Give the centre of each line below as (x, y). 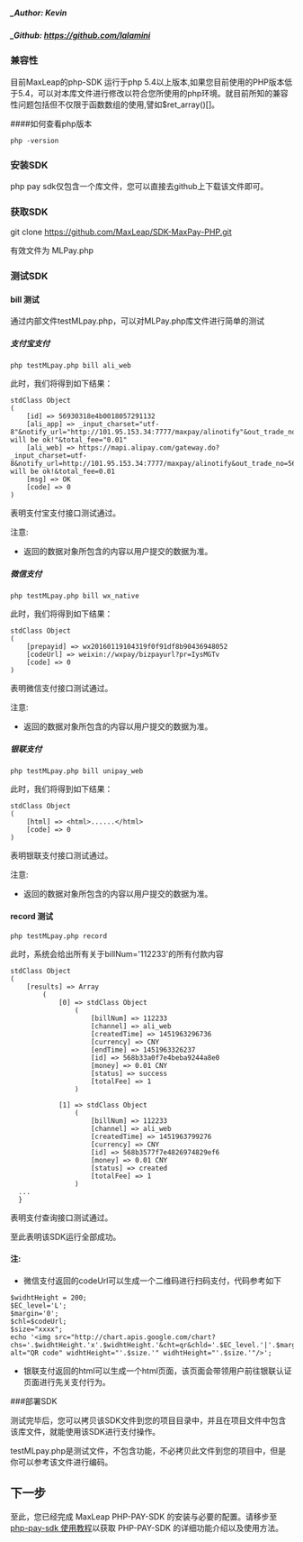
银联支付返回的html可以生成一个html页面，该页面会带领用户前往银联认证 (157, 1371)
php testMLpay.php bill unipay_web (77, 771)
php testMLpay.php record (58, 936)
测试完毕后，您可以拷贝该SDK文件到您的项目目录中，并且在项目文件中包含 (148, 1420)
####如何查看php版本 (51, 123)
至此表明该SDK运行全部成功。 (66, 1236)
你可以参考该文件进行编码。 (62, 1462)
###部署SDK (34, 1401)
